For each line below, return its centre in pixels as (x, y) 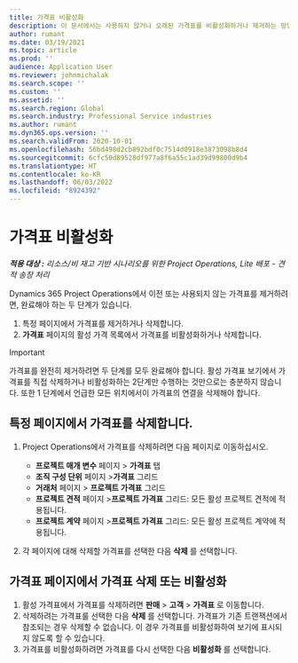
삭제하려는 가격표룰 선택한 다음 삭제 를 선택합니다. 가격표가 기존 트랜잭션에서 (155, 616)
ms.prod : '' (31, 59)
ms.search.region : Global (57, 108)
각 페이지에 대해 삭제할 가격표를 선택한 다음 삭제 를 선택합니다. (129, 550)
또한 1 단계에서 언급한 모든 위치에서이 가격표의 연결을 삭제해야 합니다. (141, 392)
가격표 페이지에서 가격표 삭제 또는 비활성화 (118, 582)
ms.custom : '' (35, 91)
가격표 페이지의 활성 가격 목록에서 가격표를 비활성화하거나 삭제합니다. (141, 335)
